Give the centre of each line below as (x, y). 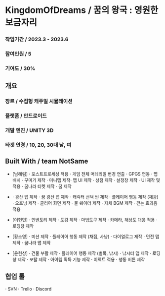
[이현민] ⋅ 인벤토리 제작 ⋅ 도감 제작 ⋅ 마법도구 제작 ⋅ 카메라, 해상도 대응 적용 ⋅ (85, 220)
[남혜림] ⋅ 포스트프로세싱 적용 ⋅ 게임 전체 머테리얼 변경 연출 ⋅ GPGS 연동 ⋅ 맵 (85, 174)
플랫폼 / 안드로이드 (26, 116)
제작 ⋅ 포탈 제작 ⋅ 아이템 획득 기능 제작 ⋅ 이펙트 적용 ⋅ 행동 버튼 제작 (81, 259)
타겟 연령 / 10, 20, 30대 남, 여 (38, 145)
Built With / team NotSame (47, 161)
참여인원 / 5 (18, 54)
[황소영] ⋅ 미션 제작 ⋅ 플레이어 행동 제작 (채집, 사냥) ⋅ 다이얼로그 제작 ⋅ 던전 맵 (86, 237)
